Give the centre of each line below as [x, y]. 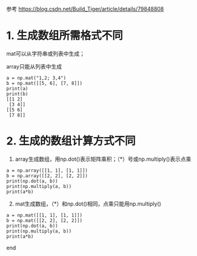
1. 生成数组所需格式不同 [65, 36]
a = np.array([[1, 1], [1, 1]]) [47, 170]
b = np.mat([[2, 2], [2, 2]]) [45, 220]
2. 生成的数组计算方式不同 [71, 141]
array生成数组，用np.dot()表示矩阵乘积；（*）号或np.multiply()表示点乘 [103, 159]
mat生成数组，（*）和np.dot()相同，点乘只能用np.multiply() [88, 204]
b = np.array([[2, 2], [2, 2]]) [47, 176]
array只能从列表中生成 [34, 66]
